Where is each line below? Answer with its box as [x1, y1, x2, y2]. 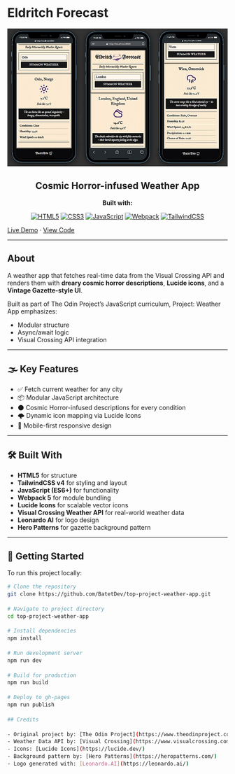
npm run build [7, 679, 49, 687]
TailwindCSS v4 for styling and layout [17, 479, 127, 487]
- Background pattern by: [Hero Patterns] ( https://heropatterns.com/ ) [7, 753, 218, 760]
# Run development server [7, 649, 83, 656]
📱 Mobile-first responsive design [17, 421, 112, 430]
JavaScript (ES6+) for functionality [17, 486, 120, 495]
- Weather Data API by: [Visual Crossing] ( [7, 738, 136, 745]
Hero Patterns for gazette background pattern [17, 523, 151, 532]
